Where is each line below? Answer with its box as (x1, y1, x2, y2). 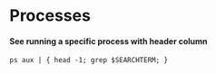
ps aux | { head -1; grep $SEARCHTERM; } (9, 56, 169, 65)
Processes (9, 5, 91, 26)
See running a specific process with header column (9, 35, 208, 46)
